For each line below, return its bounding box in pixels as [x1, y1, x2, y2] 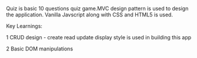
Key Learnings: [6, 23, 43, 29]
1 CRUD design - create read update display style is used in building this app [6, 34, 192, 40]
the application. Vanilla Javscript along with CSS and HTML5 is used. [6, 11, 173, 18]
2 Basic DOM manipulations [6, 45, 74, 52]
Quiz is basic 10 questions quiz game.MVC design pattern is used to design [6, 5, 189, 12]
